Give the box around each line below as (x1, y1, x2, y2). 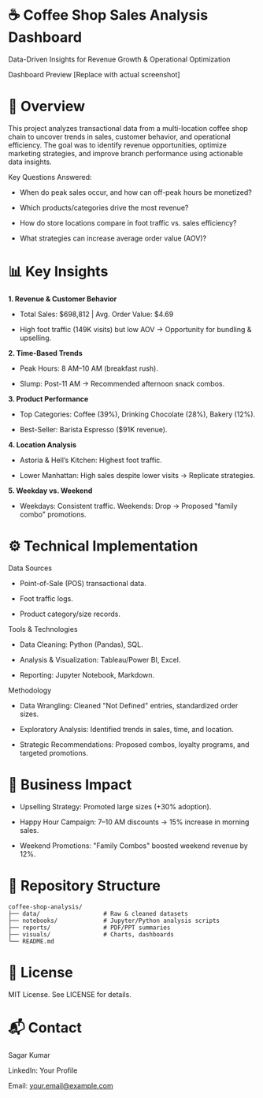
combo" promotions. (19, 510, 87, 519)
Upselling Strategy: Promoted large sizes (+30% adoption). (19, 801, 212, 811)
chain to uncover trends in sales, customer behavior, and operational (8, 132, 231, 141)
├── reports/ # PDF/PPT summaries (8, 924, 171, 932)
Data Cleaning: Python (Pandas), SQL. (19, 640, 143, 649)
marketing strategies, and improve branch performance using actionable (8, 148, 243, 158)
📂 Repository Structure (8, 876, 161, 894)
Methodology (8, 685, 52, 695)
